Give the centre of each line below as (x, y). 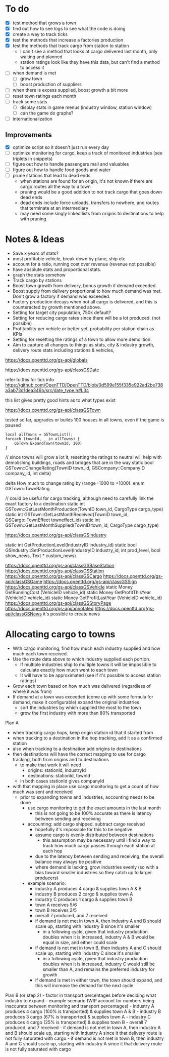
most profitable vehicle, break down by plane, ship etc (69, 258)
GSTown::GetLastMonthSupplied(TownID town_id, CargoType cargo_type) (82, 525)
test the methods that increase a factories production (68, 40)
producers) (47, 878)
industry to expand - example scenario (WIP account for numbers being (80, 1000)
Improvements (29, 135)
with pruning (33, 219)
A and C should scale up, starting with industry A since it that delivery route (84, 1043)
